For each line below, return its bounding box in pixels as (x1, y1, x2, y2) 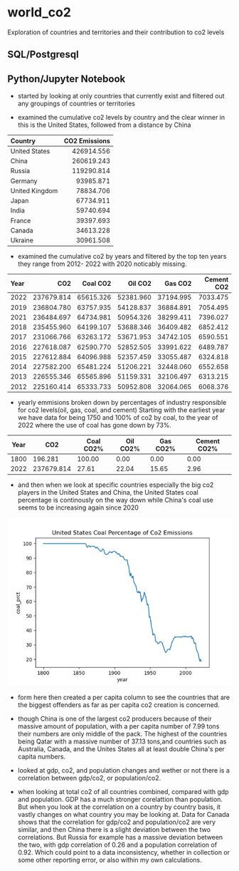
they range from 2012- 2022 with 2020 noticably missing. (17, 259, 187, 268)
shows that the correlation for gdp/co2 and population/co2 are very (17, 818, 216, 826)
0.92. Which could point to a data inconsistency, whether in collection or (17, 847, 230, 856)
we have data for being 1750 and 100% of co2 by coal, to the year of (17, 413, 218, 422)
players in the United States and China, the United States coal (17, 488, 198, 496)
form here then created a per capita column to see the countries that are (17, 693, 230, 701)
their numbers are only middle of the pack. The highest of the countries (17, 729, 228, 738)
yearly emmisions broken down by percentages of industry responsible (17, 398, 227, 407)
